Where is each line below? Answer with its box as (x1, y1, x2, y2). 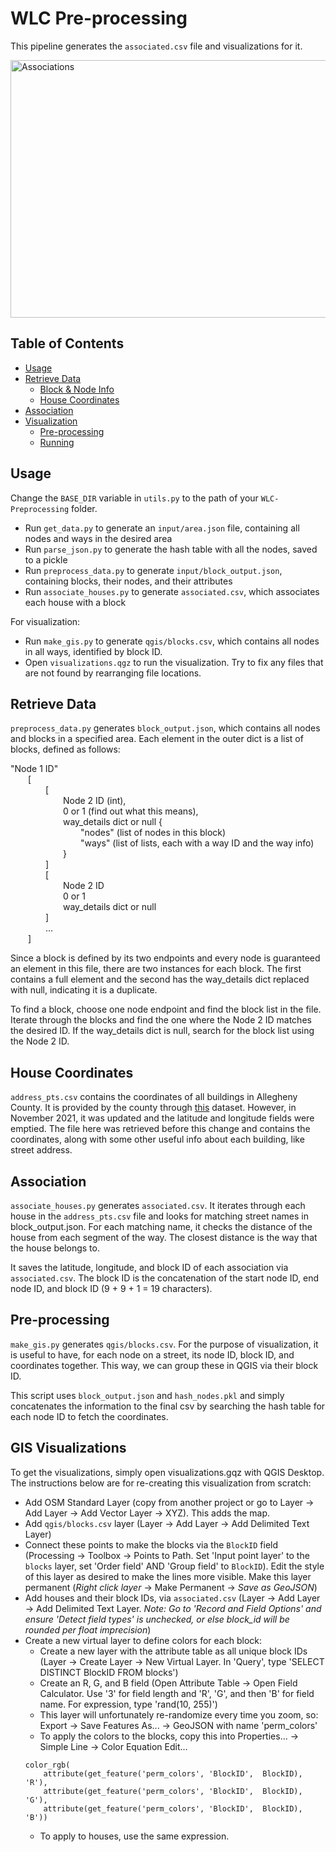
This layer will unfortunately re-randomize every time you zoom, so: (39, 1708, 319, 1721)
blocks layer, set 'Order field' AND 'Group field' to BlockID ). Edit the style (24, 1560, 325, 1572)
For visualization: (10, 615, 81, 627)
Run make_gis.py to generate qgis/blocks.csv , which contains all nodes (24, 635, 320, 647)
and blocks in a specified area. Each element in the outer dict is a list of (10, 733, 304, 745)
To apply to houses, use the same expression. (39, 1830, 230, 1842)
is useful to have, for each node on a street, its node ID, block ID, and (10, 1348, 295, 1361)
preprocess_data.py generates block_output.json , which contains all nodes (10, 722, 321, 734)
